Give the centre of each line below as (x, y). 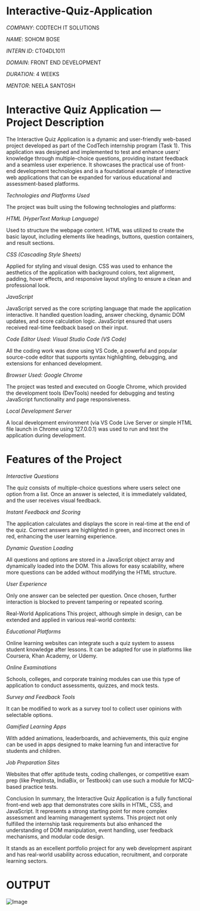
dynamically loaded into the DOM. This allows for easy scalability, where (95, 566)
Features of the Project (64, 460)
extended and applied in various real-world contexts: (71, 620)
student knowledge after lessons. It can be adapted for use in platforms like (99, 649)
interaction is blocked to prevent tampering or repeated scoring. (85, 602)
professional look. (28, 285)
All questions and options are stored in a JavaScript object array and (90, 559)
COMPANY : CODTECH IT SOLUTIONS (53, 28)
